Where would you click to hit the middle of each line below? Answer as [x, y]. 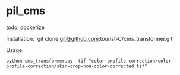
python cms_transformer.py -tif [46, 61]
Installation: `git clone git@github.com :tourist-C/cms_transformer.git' [90, 38]
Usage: [15, 50]
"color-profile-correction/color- [131, 61]
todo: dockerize [25, 27]
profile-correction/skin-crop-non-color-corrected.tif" [77, 66]
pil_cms [26, 11]
